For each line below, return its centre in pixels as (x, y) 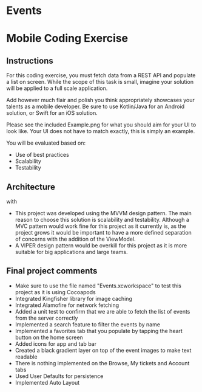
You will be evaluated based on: (46, 143)
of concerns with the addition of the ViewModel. (75, 239)
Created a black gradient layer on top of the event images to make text (103, 350)
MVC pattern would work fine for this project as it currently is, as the (100, 226)
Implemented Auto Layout (47, 382)
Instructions (30, 60)
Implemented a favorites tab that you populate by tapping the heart (99, 331)
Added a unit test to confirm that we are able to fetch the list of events (103, 311)
